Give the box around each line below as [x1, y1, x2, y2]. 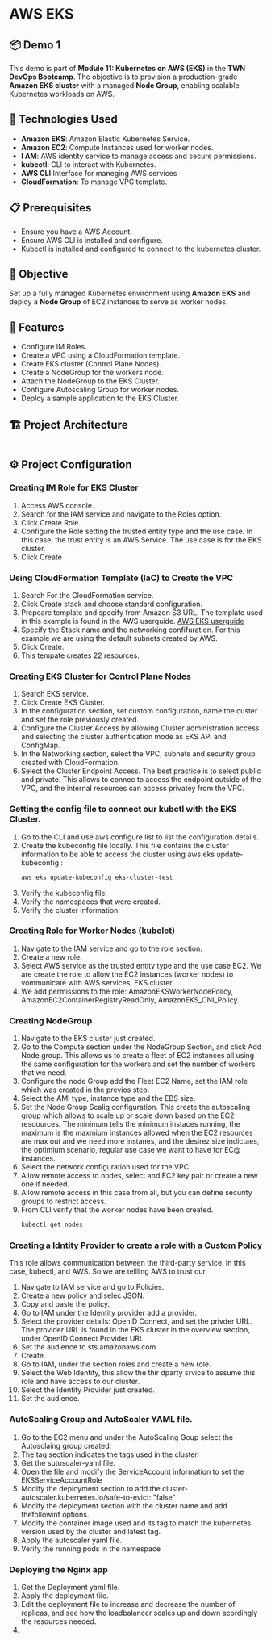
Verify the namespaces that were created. [20, 897, 161, 906]
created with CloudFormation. [20, 758, 120, 768]
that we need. [20, 1068, 67, 1077]
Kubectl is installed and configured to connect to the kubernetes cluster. [20, 244, 261, 253]
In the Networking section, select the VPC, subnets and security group [20, 749, 256, 759]
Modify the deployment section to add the [20, 1483, 161, 1493]
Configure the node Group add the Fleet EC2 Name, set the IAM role [20, 1077, 248, 1086]
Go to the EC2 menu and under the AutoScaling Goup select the [20, 1432, 234, 1441]
